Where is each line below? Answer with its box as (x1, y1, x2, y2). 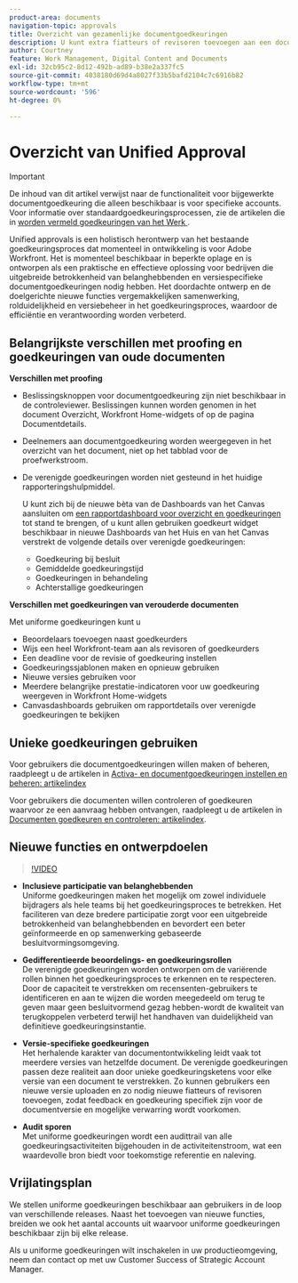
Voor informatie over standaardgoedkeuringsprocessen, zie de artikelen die (9, 207, 286, 218)
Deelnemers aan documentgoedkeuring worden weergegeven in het (21, 436, 272, 447)
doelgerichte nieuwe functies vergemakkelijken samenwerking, (9, 291, 240, 302)
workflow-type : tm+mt (9, 79, 90, 88)
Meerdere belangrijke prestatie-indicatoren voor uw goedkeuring (21, 682, 260, 692)
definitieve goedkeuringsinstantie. (21, 1021, 146, 1031)
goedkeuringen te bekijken (21, 709, 120, 721)
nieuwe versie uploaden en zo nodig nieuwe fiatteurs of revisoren (21, 1085, 262, 1095)
